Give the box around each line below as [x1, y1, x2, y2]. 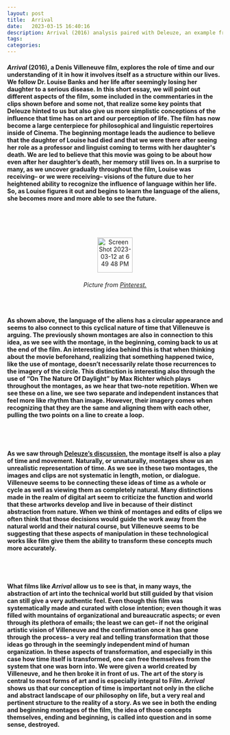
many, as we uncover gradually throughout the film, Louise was [7, 165, 192, 173]
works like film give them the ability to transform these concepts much [7, 536, 212, 545]
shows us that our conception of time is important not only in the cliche [7, 684, 214, 692]
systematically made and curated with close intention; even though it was [7, 603, 222, 612]
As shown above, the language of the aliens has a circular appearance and [7, 316, 223, 325]
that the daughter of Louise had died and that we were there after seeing [7, 136, 218, 144]
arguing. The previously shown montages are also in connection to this [7, 331, 214, 339]
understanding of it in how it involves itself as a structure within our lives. [7, 70, 220, 79]
